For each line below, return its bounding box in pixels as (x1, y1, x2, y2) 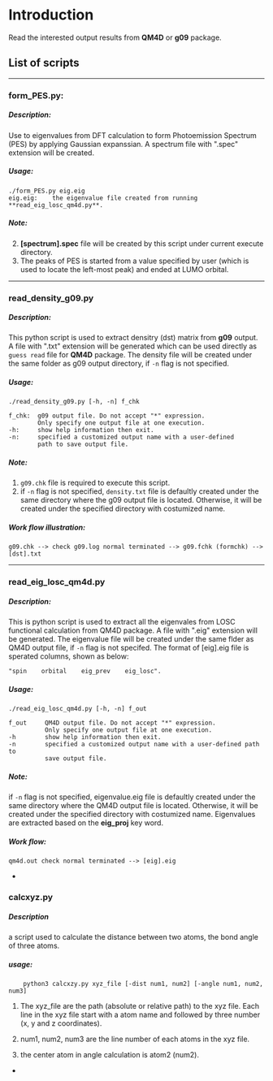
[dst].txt (8, 550, 42, 558)
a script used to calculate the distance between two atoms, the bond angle (8, 932, 258, 942)
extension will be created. (8, 148, 95, 158)
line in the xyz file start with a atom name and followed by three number (19, 1010, 261, 1020)
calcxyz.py (8, 892, 54, 903)
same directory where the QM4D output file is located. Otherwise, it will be (8, 801, 258, 811)
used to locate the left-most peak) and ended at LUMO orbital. (19, 264, 229, 274)
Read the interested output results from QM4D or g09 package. (8, 32, 222, 42)
